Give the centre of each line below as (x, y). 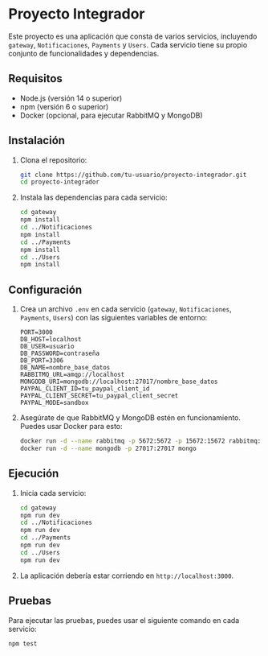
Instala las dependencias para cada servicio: (93, 197)
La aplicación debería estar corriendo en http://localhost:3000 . (127, 576)
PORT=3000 (37, 332)
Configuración (45, 289)
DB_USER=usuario (47, 347)
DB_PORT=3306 (42, 361)
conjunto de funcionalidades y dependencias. (84, 53)
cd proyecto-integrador (60, 182)
